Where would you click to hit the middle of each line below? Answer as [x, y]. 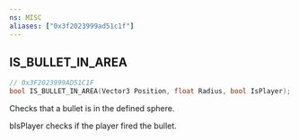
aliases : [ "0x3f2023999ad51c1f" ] [72, 26]
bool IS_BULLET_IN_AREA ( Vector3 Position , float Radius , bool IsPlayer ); [150, 92]
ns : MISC [26, 17]
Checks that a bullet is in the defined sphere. [92, 109]
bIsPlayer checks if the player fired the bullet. [93, 126]
